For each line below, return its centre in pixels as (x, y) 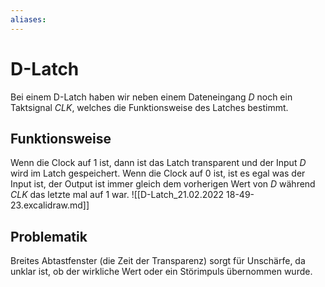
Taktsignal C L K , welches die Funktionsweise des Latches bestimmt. (149, 107)
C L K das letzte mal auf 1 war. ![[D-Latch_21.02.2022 (117, 195)
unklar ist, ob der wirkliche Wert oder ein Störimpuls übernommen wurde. (161, 272)
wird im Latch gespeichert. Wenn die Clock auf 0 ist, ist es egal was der (158, 173)
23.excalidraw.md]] (50, 205)
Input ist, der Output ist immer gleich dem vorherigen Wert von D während (163, 184)
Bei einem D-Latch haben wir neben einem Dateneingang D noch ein (151, 97)
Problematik (49, 236)
